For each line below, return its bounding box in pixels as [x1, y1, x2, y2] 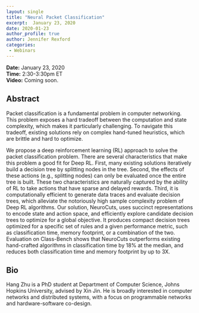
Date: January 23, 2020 [6, 64, 65, 71]
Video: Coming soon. [6, 76, 59, 83]
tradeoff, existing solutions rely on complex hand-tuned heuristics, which [6, 129, 185, 136]
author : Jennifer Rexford [6, 36, 70, 42]
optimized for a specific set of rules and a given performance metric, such [6, 222, 188, 230]
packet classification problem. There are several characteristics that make [6, 153, 187, 160]
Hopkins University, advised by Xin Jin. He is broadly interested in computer [6, 287, 192, 295]
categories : [6, 42, 36, 48]
